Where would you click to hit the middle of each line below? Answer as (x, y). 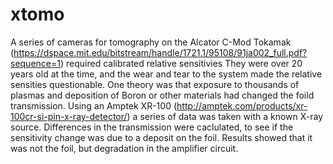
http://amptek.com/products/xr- (242, 105)
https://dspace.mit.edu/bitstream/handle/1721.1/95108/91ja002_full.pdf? (160, 52)
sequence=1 (35, 63)
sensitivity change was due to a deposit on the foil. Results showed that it (161, 137)
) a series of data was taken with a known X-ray (225, 116)
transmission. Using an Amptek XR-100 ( (94, 105)
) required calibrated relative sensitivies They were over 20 (181, 63)
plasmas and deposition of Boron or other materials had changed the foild (162, 95)
